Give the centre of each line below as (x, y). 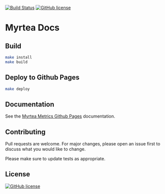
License (18, 174)
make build (16, 62)
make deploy (17, 89)
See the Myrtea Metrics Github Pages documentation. (60, 116)
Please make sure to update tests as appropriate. (55, 159)
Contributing (25, 132)
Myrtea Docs (32, 28)
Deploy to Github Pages (42, 78)
